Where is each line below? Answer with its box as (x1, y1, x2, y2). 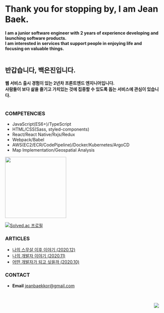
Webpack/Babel (12, 137, 45, 143)
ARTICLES (5, 235, 30, 242)
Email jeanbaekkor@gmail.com (12, 283, 75, 289)
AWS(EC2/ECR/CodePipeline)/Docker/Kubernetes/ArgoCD (12, 142, 130, 148)
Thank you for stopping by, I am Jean (5, 3, 159, 15)
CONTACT (5, 271, 30, 278)
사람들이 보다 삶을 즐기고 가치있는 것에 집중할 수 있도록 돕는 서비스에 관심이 (5, 86, 146, 92)
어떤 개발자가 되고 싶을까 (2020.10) (12, 259, 80, 265)
